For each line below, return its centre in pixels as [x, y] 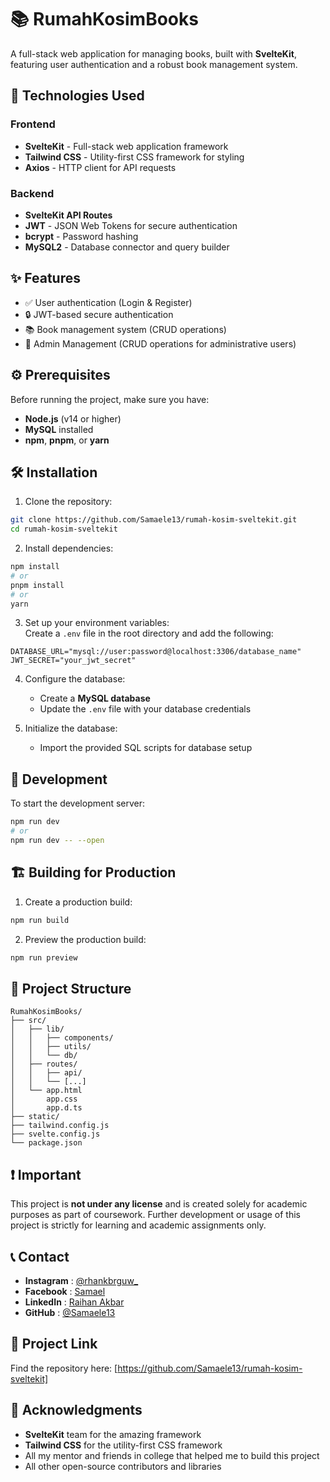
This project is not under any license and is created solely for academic [159, 1204]
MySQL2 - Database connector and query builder [127, 247]
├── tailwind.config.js [60, 1126]
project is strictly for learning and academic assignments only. [138, 1225]
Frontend [33, 124]
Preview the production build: [85, 939]
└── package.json [46, 1143]
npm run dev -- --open [57, 841]
